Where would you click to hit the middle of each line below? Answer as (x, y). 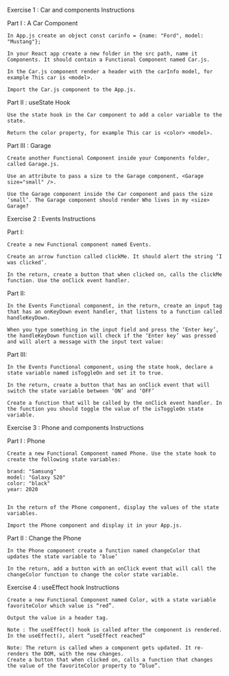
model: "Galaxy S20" (37, 477)
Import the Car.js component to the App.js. (72, 90)
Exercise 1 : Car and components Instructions (71, 10)
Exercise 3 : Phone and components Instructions (75, 428)
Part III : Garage (29, 146)
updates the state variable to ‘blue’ (62, 557)
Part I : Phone (26, 441)
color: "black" (29, 484)
